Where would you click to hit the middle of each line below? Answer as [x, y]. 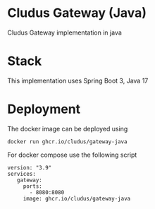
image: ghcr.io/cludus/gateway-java [77, 198]
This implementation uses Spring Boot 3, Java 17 [78, 80]
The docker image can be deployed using [68, 129]
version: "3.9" [30, 167]
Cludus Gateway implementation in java [64, 32]
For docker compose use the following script [72, 155]
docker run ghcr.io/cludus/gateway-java [68, 142]
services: [22, 174]
